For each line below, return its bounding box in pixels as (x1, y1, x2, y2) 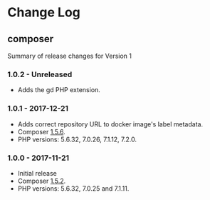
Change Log (7, 4, 80, 21)
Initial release (17, 169, 57, 177)
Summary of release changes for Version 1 (7, 51, 132, 60)
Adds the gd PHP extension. (17, 86, 101, 94)
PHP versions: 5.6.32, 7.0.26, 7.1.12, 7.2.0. (17, 135, 137, 144)
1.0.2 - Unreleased (7, 69, 73, 79)
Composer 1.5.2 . (17, 176, 66, 185)
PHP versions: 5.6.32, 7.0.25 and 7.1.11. (17, 184, 130, 193)
